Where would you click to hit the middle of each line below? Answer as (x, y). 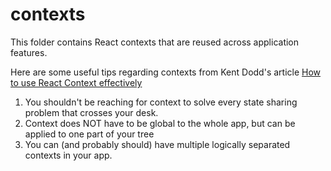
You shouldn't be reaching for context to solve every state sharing (161, 102)
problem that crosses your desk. (91, 112)
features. (29, 52)
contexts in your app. (68, 155)
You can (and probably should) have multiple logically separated (157, 144)
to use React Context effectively (76, 82)
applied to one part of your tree (89, 134)
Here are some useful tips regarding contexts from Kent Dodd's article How (166, 72)
